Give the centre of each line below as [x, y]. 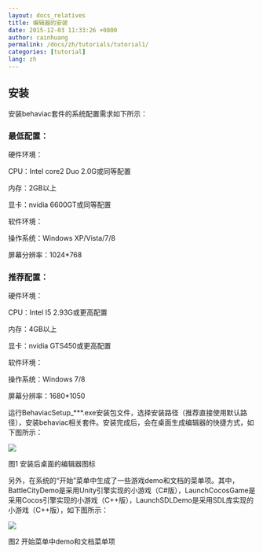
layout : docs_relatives [47, 15]
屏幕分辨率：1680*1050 [47, 396]
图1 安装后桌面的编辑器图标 [52, 464]
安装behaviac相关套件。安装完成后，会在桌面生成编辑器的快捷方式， [136, 422]
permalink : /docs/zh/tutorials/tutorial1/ [79, 45]
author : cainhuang [38, 37]
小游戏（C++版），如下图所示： [58, 510]
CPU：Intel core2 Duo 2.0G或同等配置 [69, 171]
